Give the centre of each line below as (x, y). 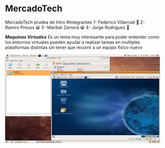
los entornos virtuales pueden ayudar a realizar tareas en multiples (73, 42)
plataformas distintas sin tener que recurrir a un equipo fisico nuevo (74, 47)
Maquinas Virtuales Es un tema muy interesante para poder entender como (82, 37)
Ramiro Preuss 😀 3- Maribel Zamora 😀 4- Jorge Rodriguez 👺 (67, 27)
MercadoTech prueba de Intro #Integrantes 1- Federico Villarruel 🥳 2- (75, 22)
